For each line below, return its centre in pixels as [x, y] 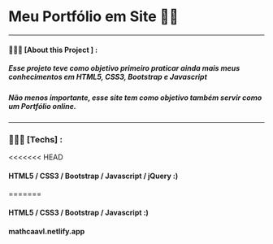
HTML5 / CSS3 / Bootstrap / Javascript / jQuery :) [93, 176]
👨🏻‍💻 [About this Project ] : [53, 50]
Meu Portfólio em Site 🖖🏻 [93, 17]
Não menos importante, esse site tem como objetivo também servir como [135, 98]
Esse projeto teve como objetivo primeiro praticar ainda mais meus [124, 68]
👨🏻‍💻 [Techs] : [36, 139]
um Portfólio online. [43, 106]
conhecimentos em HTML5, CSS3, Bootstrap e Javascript [108, 77]
